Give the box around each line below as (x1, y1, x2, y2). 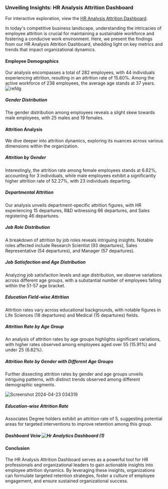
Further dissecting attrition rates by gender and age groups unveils (5, 371, 143, 377)
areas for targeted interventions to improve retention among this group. (5, 421, 152, 427)
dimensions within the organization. (5, 143, 79, 149)
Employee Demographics (5, 58, 59, 64)
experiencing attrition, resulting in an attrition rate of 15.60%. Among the (5, 74, 154, 80)
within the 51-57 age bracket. (5, 282, 66, 288)
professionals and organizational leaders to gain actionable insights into (5, 462, 153, 468)
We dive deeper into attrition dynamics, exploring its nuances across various (5, 137, 163, 143)
